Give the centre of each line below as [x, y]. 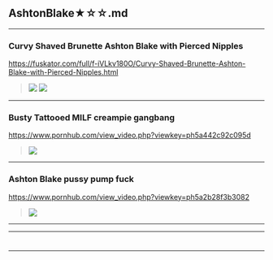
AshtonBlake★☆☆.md [68, 13]
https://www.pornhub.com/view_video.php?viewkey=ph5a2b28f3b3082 [129, 197]
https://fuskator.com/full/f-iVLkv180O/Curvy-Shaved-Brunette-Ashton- [127, 63]
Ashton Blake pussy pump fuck [71, 180]
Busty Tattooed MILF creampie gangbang [92, 118]
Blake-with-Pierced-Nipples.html [63, 72]
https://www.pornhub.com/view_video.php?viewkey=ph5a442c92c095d [130, 135]
